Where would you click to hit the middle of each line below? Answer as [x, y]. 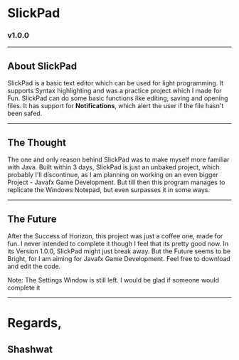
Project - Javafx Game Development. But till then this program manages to [116, 182]
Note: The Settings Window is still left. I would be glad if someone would [113, 280]
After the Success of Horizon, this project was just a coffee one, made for [115, 235]
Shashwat [30, 349]
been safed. [25, 113]
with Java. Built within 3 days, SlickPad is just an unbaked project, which [114, 167]
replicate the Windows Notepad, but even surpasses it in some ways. [108, 190]
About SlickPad [42, 66]
